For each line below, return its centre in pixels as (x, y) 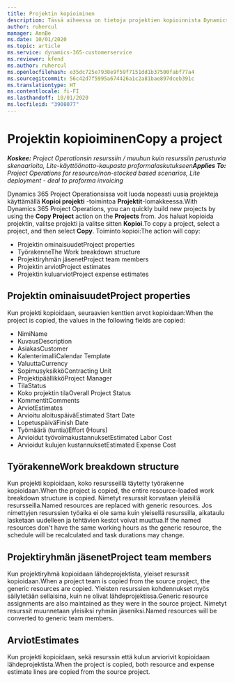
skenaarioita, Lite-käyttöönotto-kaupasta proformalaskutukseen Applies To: (117, 165)
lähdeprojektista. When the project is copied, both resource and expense (111, 665)
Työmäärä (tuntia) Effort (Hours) (62, 430)
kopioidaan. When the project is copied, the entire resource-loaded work (111, 491)
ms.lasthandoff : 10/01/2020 (48, 98)
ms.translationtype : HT (42, 85)
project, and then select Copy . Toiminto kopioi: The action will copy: (104, 231)
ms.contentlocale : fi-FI (43, 91)
